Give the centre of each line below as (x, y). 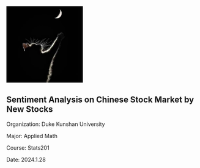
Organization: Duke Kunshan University (56, 124)
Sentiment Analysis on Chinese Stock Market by (100, 100)
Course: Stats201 (28, 148)
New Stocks (30, 109)
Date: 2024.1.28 (26, 159)
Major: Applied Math (32, 136)
